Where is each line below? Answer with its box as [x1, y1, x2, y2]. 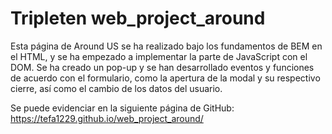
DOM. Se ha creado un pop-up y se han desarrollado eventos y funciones [10, 61, 315, 73]
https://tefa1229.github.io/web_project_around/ [10, 112, 204, 124]
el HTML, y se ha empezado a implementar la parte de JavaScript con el [10, 50, 308, 62]
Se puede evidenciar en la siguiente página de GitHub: [10, 102, 235, 114]
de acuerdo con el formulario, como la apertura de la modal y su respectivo [10, 72, 321, 84]
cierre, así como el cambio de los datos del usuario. [10, 82, 223, 94]
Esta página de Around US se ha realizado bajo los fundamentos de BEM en [10, 40, 323, 52]
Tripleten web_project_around [10, 7, 266, 30]
